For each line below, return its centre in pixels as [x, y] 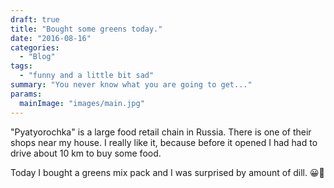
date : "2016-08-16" [51, 38]
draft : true [35, 19]
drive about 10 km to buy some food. [86, 153]
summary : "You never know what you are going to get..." [131, 85]
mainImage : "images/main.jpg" [82, 103]
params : [26, 94]
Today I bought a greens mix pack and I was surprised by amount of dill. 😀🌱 [167, 172]
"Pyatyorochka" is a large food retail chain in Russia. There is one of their [161, 132]
